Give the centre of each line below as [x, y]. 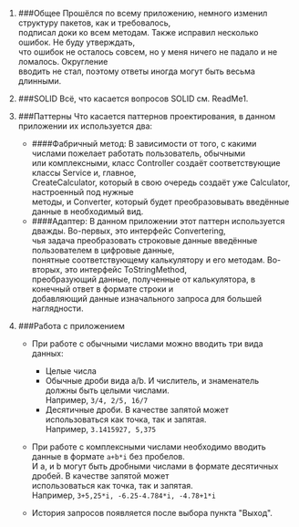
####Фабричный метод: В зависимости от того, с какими [144, 144]
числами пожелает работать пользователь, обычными [139, 153]
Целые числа [71, 371]
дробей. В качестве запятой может [100, 476]
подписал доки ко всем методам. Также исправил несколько [138, 32]
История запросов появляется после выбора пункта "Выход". [152, 513]
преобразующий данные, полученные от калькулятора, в [144, 279]
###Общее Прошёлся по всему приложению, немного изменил [143, 13]
